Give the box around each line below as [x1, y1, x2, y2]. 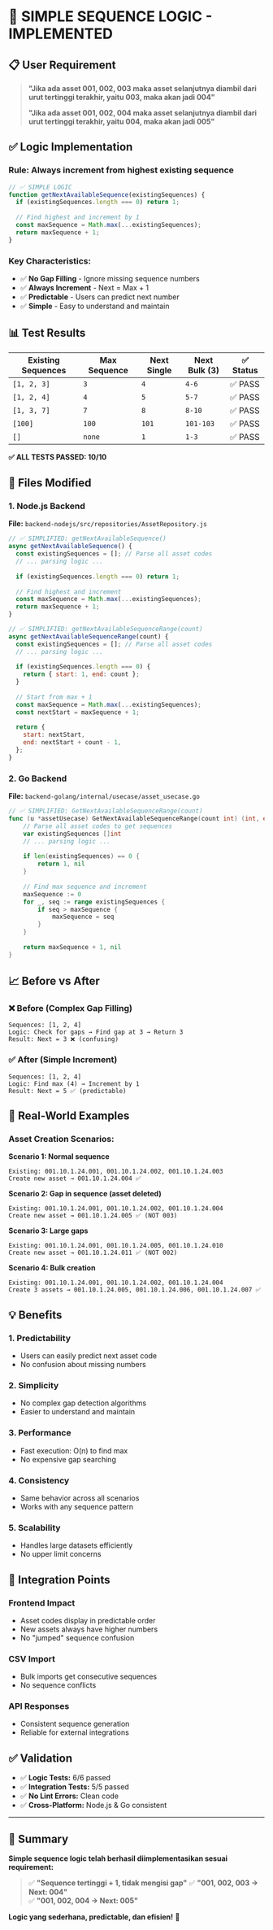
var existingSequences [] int [23, 830, 122, 838]
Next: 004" [28, 1887, 68, 1897]
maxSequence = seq [51, 913, 115, 921]
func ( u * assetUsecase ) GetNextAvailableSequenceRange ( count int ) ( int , [8, 815, 260, 823]
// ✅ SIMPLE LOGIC [8, 183, 72, 191]
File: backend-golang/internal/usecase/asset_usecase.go [8, 791, 201, 801]
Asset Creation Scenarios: [8, 1133, 115, 1144]
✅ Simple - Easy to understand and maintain [19, 301, 170, 311]
